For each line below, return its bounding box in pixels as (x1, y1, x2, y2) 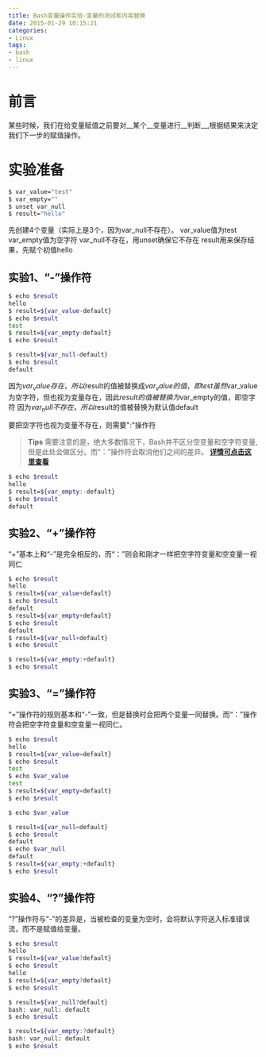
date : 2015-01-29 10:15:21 (8, 19, 98, 27)
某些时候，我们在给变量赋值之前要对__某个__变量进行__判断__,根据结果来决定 (8, 120, 259, 129)
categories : (8, 26, 48, 34)
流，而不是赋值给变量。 (8, 924, 85, 933)
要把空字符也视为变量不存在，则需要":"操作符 (8, 420, 156, 430)
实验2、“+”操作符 (8, 527, 96, 540)
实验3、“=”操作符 (8, 687, 97, 700)
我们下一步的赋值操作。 (8, 130, 85, 140)
